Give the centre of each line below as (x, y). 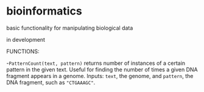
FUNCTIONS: (23, 51)
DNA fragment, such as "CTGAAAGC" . (51, 82)
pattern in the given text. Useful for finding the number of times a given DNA (102, 69)
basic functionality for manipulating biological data (70, 28)
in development (26, 39)
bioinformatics (44, 11)
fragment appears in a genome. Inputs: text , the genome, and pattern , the (100, 76)
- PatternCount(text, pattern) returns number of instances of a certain (96, 63)
